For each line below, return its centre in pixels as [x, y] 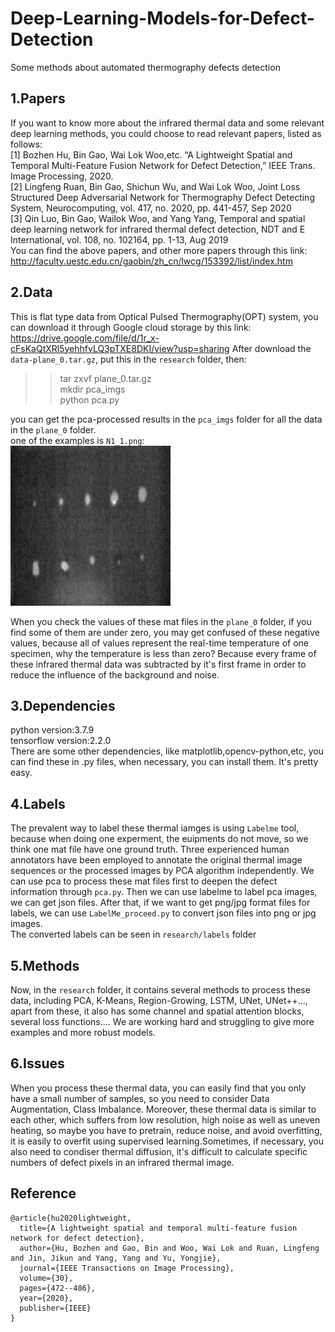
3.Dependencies [63, 705]
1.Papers [38, 98]
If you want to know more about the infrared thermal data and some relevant [167, 123]
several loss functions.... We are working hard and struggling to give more [162, 1021]
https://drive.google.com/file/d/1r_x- [85, 338]
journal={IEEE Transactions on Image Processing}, [127, 1268]
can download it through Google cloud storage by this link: [131, 327]
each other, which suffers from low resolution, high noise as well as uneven [165, 1119]
